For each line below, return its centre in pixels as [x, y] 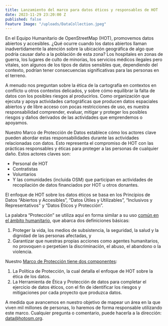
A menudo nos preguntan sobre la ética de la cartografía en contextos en [81, 86]
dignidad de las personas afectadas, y [52, 236]
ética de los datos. [32, 277]
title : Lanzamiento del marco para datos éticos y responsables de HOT [81, 10]
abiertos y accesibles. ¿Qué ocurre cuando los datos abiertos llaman [76, 44]
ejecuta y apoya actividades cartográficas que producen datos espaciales [82, 102]
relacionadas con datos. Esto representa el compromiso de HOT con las [79, 143]
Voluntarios [24, 175]
